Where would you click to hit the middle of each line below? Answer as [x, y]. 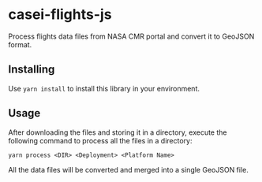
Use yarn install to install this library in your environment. [104, 88]
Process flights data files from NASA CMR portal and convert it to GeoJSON [131, 36]
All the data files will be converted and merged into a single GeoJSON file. [128, 169]
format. [20, 44]
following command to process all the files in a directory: [100, 140]
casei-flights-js [60, 15]
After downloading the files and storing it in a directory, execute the [118, 132]
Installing [32, 70]
